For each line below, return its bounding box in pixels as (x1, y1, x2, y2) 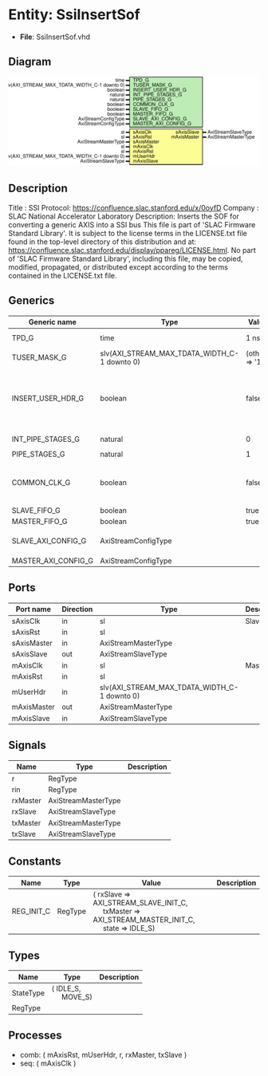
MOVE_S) (61, 992, 93, 1002)
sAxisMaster (11, 638, 53, 648)
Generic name (28, 317, 77, 327)
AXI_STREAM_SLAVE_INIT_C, (93, 897, 188, 907)
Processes (8, 1029, 62, 1042)
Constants (8, 854, 61, 868)
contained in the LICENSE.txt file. (8, 270, 117, 280)
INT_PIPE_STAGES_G (11, 434, 80, 443)
